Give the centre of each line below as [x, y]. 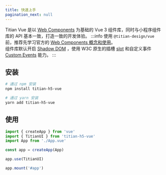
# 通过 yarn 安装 [22, 98]
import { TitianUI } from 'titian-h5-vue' [50, 136]
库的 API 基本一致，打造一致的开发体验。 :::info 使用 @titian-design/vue [80, 36]
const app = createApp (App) [35, 150]
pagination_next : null [29, 15]
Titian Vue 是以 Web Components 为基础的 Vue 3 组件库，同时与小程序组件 [83, 30]
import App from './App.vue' [36, 141]
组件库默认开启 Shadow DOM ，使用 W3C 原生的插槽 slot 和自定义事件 [78, 48]
